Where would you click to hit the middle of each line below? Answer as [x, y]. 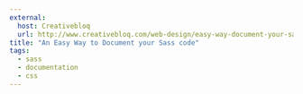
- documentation [48, 68]
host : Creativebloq [54, 26]
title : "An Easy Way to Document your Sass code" [105, 43]
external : [28, 17]
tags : [19, 51]
